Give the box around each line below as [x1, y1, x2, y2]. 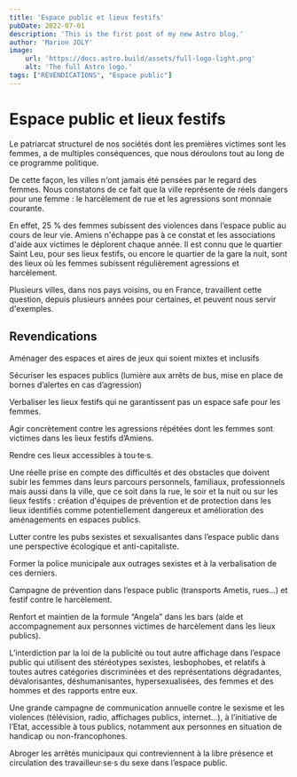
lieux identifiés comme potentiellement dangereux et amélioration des [9, 504, 264, 515]
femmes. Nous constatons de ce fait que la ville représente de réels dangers [9, 184, 288, 194]
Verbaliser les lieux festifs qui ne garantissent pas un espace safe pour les [9, 396, 281, 407]
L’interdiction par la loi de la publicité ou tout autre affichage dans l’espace [9, 647, 281, 658]
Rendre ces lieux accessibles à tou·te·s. [9, 449, 153, 460]
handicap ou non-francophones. [9, 730, 128, 741]
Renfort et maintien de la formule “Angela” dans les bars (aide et [9, 611, 244, 622]
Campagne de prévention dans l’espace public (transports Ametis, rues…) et [9, 584, 288, 595]
